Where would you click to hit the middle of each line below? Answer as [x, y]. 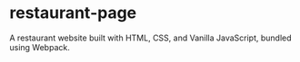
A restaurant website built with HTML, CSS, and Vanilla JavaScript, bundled [151, 38]
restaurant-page [73, 13]
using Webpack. [40, 47]
